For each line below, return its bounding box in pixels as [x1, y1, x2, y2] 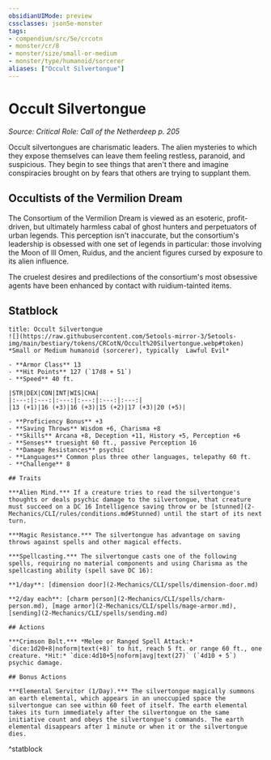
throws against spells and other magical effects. [8, 539, 183, 547]
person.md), [8, 602, 49, 611]
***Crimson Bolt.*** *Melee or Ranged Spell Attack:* [8, 638, 194, 646]
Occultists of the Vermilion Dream [8, 191, 183, 205]
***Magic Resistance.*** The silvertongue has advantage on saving [8, 531, 241, 539]
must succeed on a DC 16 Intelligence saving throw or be [8, 503, 208, 511]
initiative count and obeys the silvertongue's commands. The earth [8, 715, 244, 724]
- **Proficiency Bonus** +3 [8, 418, 104, 426]
